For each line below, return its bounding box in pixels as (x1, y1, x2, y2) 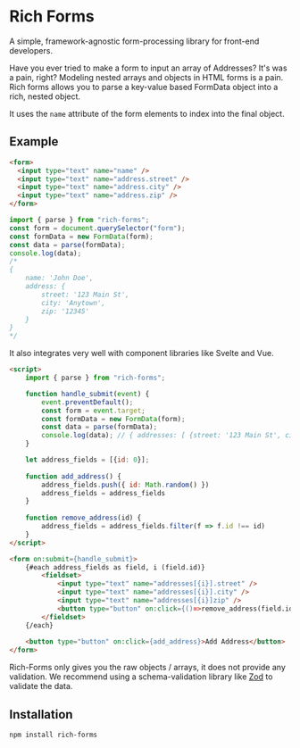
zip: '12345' (41, 306, 90, 316)
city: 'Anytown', (41, 298, 105, 307)
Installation (9, 707, 73, 722)
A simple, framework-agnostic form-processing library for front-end (9, 36, 260, 46)
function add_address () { (25, 471, 122, 481)
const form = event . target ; (41, 406, 146, 415)
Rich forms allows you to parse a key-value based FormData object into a (9, 81, 279, 92)
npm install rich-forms (9, 730, 98, 739)
